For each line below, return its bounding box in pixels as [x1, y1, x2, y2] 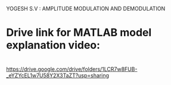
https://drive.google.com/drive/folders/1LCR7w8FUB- [6, 65, 138, 73]
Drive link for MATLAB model [6, 26, 152, 39]
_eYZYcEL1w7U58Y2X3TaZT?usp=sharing [6, 72, 109, 79]
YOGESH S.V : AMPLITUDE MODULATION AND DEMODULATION [6, 5, 166, 12]
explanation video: [6, 39, 100, 52]
